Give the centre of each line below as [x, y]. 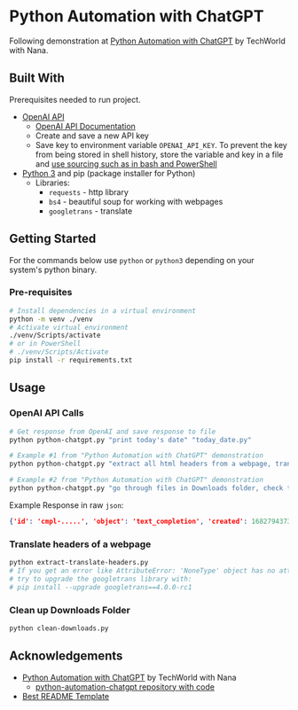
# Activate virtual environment [69, 327]
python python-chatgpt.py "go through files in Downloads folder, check [146, 488]
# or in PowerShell [45, 344]
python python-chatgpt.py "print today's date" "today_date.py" [130, 440]
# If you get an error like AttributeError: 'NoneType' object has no [142, 570]
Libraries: [52, 183]
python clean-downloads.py [59, 628]
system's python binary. [53, 269]
